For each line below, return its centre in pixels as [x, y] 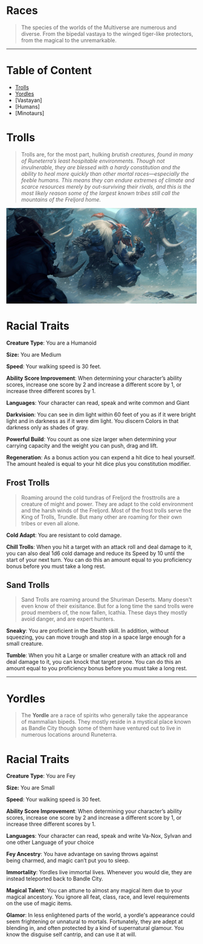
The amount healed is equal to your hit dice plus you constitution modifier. [98, 464]
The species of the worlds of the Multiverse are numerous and [99, 27]
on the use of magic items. [39, 903]
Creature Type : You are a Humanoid [51, 343]
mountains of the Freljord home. [61, 199]
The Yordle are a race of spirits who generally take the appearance [105, 715]
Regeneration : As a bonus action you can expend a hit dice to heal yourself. [101, 457]
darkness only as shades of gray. [47, 427]
